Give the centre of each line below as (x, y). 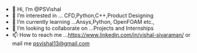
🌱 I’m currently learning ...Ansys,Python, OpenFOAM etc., (83, 22)
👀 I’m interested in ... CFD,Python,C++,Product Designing (83, 15)
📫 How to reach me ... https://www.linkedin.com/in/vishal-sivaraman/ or (101, 35)
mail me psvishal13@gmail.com (51, 43)
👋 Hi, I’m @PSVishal (36, 9)
